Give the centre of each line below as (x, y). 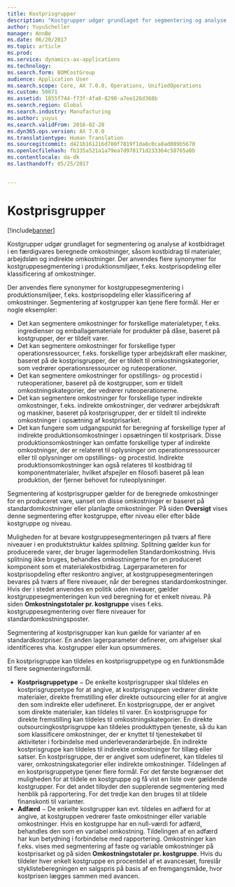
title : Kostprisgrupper (42, 14)
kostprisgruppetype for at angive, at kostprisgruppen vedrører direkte (117, 689)
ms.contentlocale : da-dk (43, 158)
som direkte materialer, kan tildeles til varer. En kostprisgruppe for (112, 712)
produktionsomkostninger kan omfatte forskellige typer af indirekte (114, 442)
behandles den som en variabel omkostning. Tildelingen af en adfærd (117, 831)
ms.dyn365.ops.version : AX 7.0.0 (56, 131)
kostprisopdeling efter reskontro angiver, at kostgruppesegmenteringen (110, 574)
